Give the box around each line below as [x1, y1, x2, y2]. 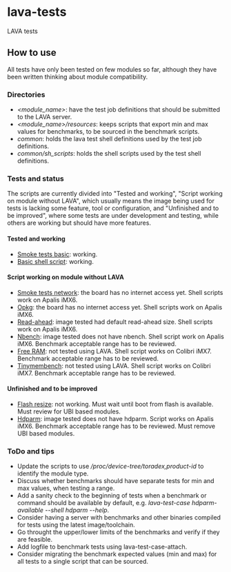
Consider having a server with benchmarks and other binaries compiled [17, 513, 221, 522]
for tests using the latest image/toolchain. [17, 521, 136, 529]
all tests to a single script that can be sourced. [17, 558, 149, 566]
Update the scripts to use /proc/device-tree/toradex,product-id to [17, 462, 204, 471]
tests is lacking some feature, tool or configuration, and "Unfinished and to [7, 204, 219, 212]
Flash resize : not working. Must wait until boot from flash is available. [17, 400, 214, 408]
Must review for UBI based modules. [17, 407, 121, 416]
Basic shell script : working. [17, 257, 94, 265]
